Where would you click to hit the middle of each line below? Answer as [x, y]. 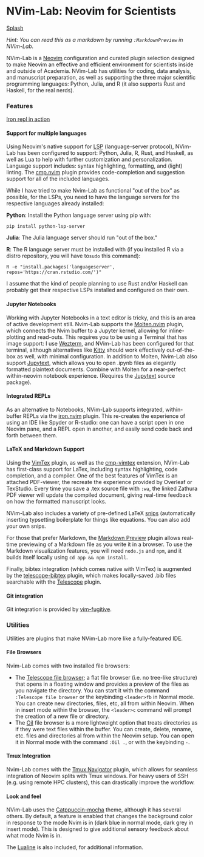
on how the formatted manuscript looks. [56, 502]
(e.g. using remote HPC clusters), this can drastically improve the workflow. [101, 782]
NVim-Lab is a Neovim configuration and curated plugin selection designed [100, 58]
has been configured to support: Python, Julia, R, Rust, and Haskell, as [105, 153]
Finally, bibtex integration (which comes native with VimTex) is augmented [99, 569]
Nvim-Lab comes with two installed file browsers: [68, 666]
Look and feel [24, 796]
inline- [176, 330]
